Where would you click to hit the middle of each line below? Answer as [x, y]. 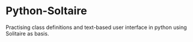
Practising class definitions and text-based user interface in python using [96, 27]
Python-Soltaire [47, 11]
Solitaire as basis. [27, 33]
